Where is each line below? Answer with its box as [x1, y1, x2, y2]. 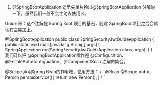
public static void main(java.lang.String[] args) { [5, 42, 100, 47]
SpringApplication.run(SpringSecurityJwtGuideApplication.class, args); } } [5, 47, 153, 52]
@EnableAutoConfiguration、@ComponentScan [5, 59, 101, 64]
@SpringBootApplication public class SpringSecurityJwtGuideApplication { [5, 36, 154, 42]
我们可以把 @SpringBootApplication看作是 [5, 52, 90, 58]
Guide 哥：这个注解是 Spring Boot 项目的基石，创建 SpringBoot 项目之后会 [5, 21, 154, 26]
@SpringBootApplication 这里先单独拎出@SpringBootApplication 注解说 [12, 4, 155, 10]
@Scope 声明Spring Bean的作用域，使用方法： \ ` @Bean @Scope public [5, 69, 151, 74]
